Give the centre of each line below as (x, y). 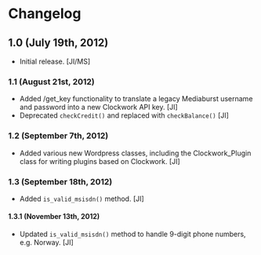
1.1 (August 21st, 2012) (52, 82)
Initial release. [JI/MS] (55, 61)
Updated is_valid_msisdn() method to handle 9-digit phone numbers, (132, 234)
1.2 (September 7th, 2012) (58, 136)
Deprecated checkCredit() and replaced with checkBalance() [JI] (124, 115)
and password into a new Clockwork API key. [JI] (98, 107)
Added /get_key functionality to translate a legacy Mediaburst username (136, 99)
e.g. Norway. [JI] (47, 242)
